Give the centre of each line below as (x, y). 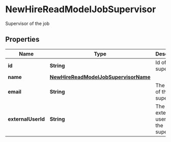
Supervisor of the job (27, 23)
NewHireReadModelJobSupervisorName (100, 77)
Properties (22, 39)
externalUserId (26, 119)
